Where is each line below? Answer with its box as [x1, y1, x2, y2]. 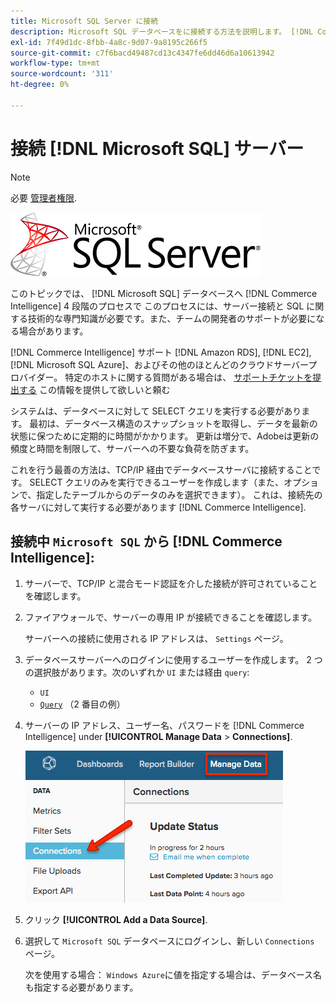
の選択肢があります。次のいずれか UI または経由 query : [24, 666, 250, 678]
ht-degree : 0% [10, 80, 70, 90]
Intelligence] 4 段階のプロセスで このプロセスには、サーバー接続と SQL [10, 300, 305, 312]
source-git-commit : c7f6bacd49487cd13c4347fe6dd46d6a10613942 [10, 48, 275, 58]
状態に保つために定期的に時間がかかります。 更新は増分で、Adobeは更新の [10, 430, 320, 442]
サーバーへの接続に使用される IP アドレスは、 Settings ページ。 [24, 632, 289, 644]
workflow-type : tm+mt [10, 58, 101, 69]
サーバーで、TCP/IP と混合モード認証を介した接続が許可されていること [24, 577, 318, 589]
